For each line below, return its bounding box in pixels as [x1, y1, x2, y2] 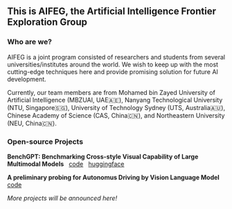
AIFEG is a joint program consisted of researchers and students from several [7, 53, 226, 61]
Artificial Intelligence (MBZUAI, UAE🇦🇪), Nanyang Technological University [7, 96, 223, 104]
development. [7, 75, 46, 83]
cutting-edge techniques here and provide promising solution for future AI [7, 67, 218, 75]
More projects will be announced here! [7, 194, 118, 202]
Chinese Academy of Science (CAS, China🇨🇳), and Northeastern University [7, 111, 225, 120]
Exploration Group [7, 17, 88, 28]
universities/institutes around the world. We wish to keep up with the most [7, 60, 219, 69]
